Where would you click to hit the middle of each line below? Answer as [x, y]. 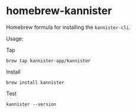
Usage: [15, 38]
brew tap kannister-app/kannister [49, 61]
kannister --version [31, 104]
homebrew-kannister [59, 11]
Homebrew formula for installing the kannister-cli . [68, 27]
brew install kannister [35, 83]
